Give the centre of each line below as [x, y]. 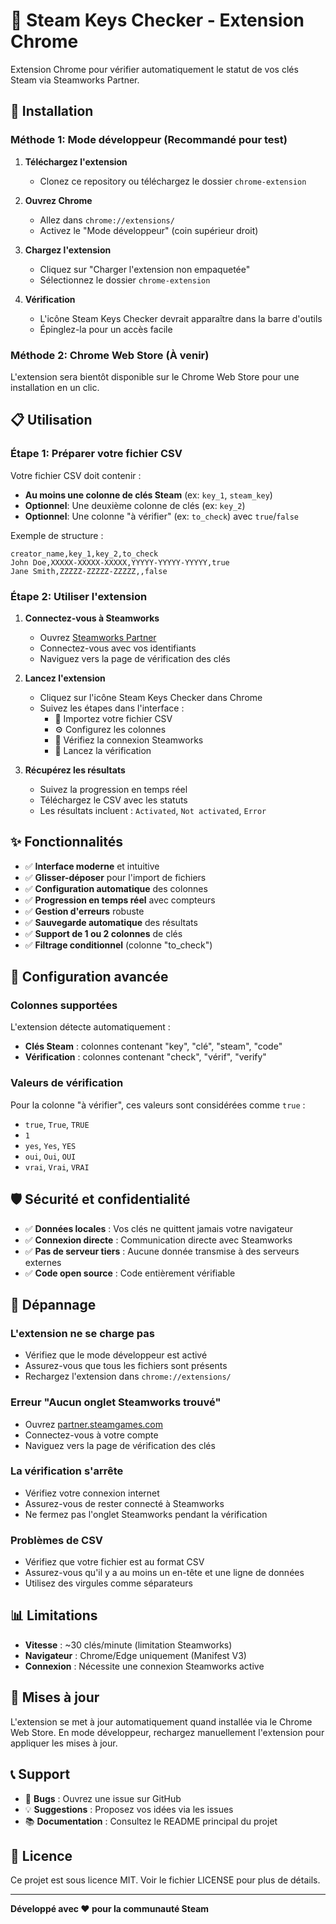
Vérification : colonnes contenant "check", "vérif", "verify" [145, 1057]
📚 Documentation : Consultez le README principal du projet [151, 1821]
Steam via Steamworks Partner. [75, 80]
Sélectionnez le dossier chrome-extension [125, 280]
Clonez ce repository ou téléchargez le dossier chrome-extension [173, 181]
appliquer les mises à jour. [64, 1743]
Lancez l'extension [65, 678]
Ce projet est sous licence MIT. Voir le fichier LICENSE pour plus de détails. [165, 1880]
